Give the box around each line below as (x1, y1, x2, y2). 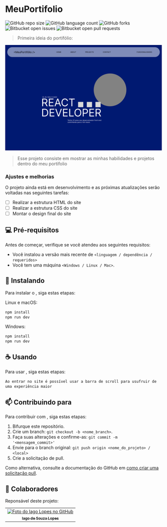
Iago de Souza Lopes (21, 516, 59, 521)
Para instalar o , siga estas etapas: (5, 289, 76, 295)
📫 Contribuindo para (5, 398, 72, 406)
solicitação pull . (5, 470, 37, 476)
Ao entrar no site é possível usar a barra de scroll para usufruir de (5, 379, 157, 384)
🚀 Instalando (5, 276, 45, 285)
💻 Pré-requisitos (5, 226, 59, 235)
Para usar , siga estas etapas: (5, 368, 66, 375)
